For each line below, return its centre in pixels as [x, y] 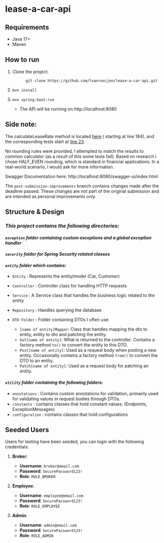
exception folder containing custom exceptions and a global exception [78, 238]
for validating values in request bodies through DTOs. [66, 399]
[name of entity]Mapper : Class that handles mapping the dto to [83, 329]
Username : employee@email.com [51, 496]
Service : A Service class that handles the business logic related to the [83, 295]
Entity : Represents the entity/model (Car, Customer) [66, 276]
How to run [22, 60]
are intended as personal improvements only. [51, 196]
